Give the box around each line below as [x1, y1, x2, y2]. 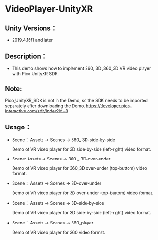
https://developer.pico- [86, 103, 132, 109]
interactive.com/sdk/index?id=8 [5, 108, 69, 113]
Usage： [5, 123, 31, 131]
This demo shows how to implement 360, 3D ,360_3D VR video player [12, 65, 151, 71]
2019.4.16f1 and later [12, 37, 53, 43]
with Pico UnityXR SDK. [12, 70, 59, 76]
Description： [5, 52, 47, 61]
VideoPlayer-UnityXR [5, 3, 93, 15]
